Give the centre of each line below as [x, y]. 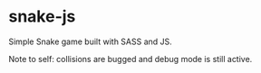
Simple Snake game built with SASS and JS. [91, 41]
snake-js [42, 17]
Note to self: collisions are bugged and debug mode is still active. [130, 59]
